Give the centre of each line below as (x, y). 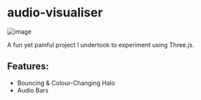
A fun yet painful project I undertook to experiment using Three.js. (101, 45)
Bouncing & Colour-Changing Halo (66, 83)
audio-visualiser (55, 13)
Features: (28, 66)
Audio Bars (33, 90)
